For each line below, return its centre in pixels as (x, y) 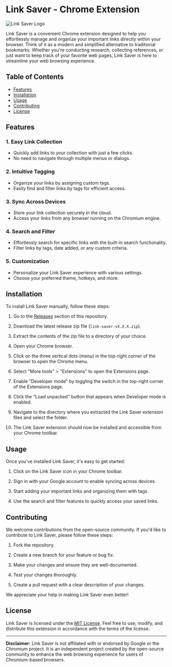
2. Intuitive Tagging (30, 172)
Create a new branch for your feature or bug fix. (64, 555)
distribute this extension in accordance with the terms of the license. (78, 629)
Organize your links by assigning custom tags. (62, 183)
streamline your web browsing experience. (51, 60)
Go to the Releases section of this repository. (60, 316)
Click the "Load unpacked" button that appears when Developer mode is (90, 397)
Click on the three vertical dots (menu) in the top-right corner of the (84, 356)
